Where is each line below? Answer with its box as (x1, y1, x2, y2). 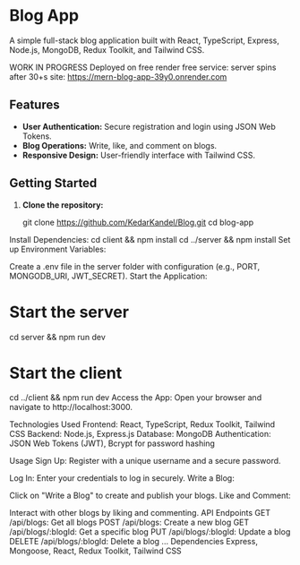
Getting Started (9, 175, 98, 191)
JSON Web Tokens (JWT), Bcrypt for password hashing (9, 438, 215, 449)
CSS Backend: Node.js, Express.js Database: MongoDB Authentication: (9, 429, 271, 440)
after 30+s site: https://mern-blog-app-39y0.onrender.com (9, 71, 227, 81)
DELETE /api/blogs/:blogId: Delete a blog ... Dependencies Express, (9, 536, 258, 547)
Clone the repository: (21, 199, 104, 210)
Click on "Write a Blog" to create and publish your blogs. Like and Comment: (9, 490, 291, 501)
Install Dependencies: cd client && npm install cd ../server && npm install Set (9, 234, 291, 244)
